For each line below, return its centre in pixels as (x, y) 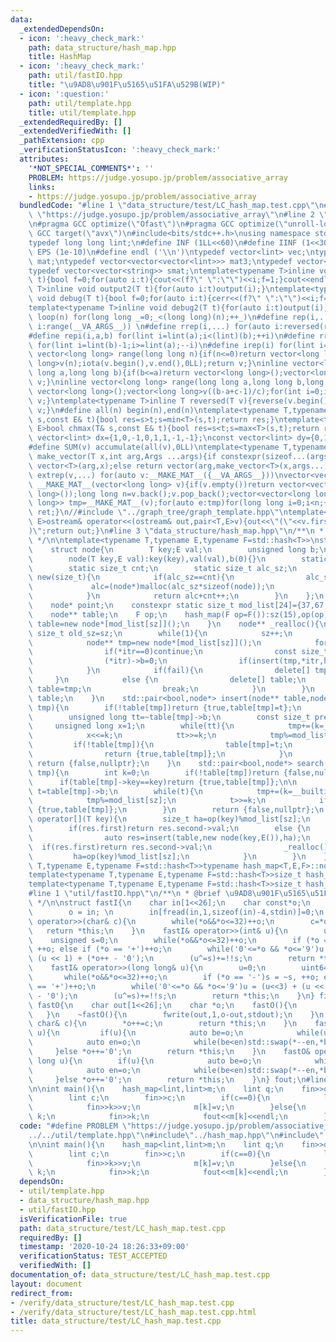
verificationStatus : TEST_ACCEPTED (93, 1256)
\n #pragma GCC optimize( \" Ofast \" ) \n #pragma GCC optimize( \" (158, 224)
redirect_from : (42, 1293)
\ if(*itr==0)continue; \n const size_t (178, 652)
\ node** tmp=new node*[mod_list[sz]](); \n (145, 642)
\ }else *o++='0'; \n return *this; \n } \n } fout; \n (167, 1079)
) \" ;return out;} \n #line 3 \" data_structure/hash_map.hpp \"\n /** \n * (176, 531)
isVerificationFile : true (73, 1219)
